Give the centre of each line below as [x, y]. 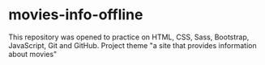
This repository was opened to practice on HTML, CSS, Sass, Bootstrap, [129, 37]
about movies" [33, 54]
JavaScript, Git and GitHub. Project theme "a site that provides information [132, 45]
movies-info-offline [76, 15]
